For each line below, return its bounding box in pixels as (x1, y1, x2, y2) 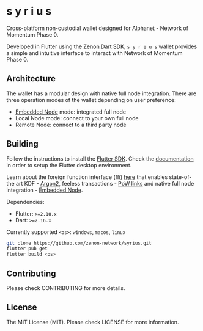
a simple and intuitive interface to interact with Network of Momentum (6, 49, 183, 56)
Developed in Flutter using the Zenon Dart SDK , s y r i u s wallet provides (6, 43, 197, 50)
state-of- (169, 173, 192, 181)
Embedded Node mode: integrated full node (15, 108, 127, 115)
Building (6, 139, 39, 149)
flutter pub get (6, 246, 48, 252)
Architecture (6, 73, 56, 84)
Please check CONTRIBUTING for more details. (6, 285, 125, 291)
